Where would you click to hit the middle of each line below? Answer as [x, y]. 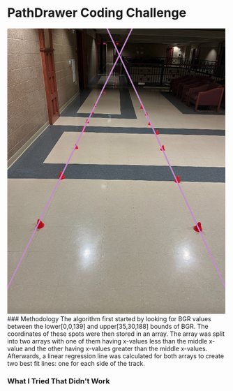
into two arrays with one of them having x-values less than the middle [107, 341]
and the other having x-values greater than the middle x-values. [116, 348]
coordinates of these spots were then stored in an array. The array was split [116, 334]
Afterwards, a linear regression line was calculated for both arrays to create [116, 356]
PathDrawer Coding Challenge [97, 13]
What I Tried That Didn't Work [59, 381]
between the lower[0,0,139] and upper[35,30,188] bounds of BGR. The [108, 326]
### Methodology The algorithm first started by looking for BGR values [109, 318]
